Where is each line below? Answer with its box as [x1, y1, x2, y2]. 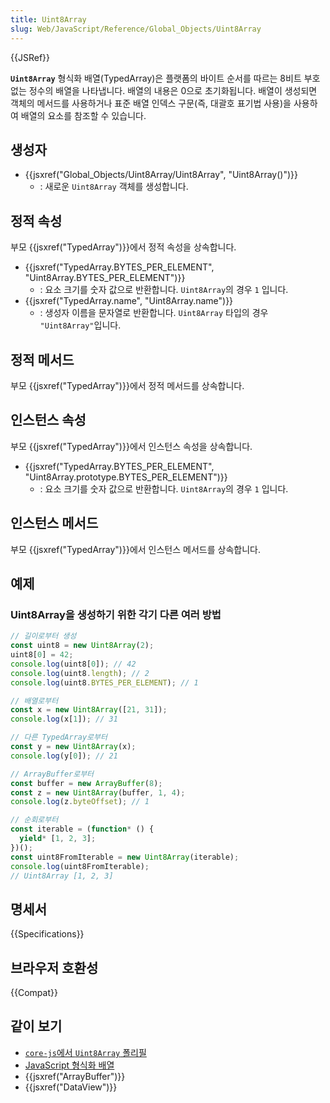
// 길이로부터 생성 [10, 631, 77, 641]
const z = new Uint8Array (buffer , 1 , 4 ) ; [10, 787, 186, 798]
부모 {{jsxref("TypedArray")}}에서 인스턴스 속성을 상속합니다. [10, 440, 253, 452]
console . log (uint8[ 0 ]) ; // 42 [10, 659, 137, 669]
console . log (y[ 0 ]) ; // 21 [10, 751, 118, 761]
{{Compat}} [10, 987, 58, 998]
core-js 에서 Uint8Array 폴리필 [24, 1046, 147, 1058]
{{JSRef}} [10, 51, 50, 63]
